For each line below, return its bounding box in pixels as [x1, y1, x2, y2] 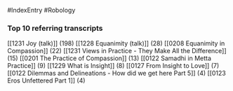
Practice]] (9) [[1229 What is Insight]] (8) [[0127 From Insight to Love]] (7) [7, 62, 220, 70]
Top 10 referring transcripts [7, 23, 103, 33]
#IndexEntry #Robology [7, 6, 76, 14]
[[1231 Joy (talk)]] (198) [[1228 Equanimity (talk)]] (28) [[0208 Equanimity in [7, 39, 225, 48]
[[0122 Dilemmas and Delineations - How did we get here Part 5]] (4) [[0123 [7, 69, 226, 78]
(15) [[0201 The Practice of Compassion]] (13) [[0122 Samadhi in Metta [7, 54, 212, 62]
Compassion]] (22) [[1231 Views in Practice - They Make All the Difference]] [7, 47, 227, 55]
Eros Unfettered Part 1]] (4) [7, 76, 86, 85]
